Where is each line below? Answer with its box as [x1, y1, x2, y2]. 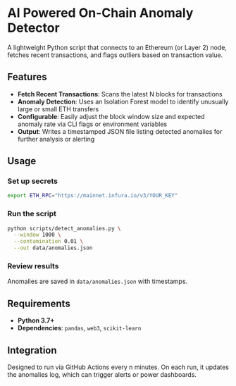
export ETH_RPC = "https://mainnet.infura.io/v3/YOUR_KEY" [7, 192, 178, 199]
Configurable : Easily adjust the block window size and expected [17, 112, 206, 120]
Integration [7, 344, 58, 356]
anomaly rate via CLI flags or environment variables [17, 120, 168, 128]
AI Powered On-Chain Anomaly [7, 5, 194, 21]
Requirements [7, 297, 70, 309]
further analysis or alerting [17, 135, 95, 143]
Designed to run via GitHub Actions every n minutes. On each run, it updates [7, 363, 229, 371]
